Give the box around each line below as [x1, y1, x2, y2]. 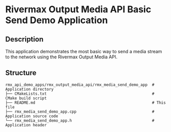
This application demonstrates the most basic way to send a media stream [5, 49, 162, 54]
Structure [5, 69, 37, 77]
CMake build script [5, 96, 47, 101]
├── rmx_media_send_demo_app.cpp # [5, 109, 155, 114]
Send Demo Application [5, 14, 108, 26]
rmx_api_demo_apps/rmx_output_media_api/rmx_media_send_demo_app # [5, 82, 155, 87]
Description [5, 35, 44, 43]
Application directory [5, 86, 54, 92]
